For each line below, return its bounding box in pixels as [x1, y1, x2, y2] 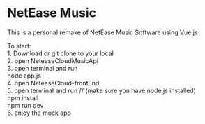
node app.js [7, 71, 42, 80]
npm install [7, 93, 39, 102]
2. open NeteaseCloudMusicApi [7, 56, 99, 64]
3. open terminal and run [7, 64, 78, 72]
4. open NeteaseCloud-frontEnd [7, 78, 100, 87]
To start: [7, 41, 31, 50]
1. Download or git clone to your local [7, 49, 114, 57]
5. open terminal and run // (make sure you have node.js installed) [7, 86, 197, 95]
